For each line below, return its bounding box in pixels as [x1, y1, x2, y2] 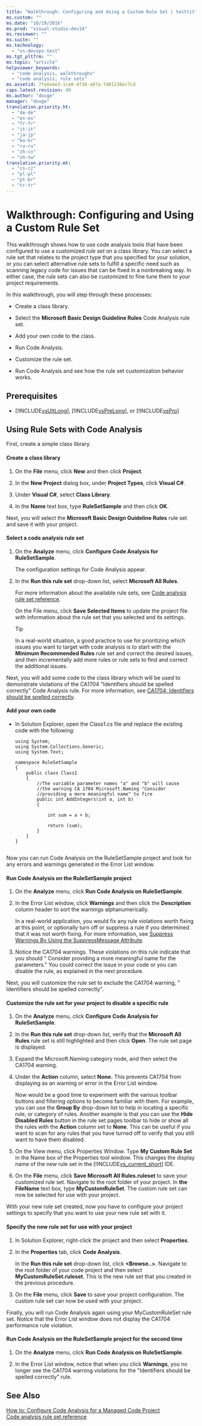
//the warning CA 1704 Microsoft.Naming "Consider [37, 786, 167, 792]
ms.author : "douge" [6, 93, 55, 99]
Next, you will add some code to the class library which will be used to [6, 674, 181, 681]
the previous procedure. [14, 1279, 75, 1286]
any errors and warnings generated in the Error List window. [6, 860, 155, 868]
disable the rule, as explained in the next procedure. [14, 968, 144, 975]
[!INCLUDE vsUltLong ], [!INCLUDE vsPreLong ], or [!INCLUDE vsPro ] [14, 407, 179, 414]
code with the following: [14, 726, 75, 734]
